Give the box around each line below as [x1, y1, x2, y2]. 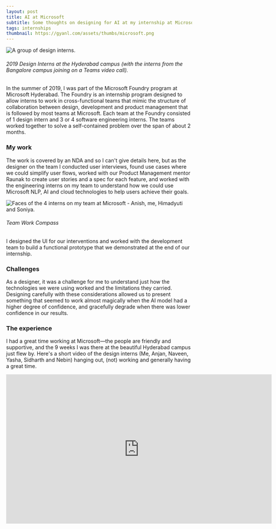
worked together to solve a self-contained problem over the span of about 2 [6, 122, 191, 130]
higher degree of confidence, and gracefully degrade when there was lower [6, 303, 190, 310]
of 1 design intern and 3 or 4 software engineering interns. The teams [6, 116, 175, 123]
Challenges [6, 265, 40, 273]
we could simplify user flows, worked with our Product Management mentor [6, 169, 190, 176]
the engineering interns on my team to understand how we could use [6, 182, 174, 189]
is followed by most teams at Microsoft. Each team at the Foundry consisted [6, 110, 190, 117]
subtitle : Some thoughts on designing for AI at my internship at [6, 19, 173, 25]
